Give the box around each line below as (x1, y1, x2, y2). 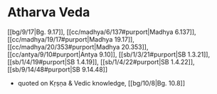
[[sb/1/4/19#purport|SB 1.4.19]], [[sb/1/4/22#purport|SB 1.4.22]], (7, 57, 195, 66)
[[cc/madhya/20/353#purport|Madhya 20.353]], (7, 42, 149, 51)
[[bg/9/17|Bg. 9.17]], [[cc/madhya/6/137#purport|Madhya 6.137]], (7, 28, 197, 36)
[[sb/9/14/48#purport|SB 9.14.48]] (7, 65, 108, 74)
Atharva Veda (7, 4, 90, 20)
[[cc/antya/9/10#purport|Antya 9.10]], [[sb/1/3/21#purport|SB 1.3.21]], (7, 50, 211, 59)
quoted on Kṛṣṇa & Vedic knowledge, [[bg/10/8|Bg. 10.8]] (17, 78, 186, 87)
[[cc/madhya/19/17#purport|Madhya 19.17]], (7, 35, 135, 43)
